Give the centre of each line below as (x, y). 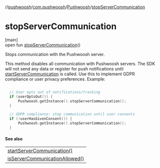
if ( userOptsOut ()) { (31, 97)
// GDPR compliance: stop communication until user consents (72, 114)
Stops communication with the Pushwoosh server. (55, 54)
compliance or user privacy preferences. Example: (55, 79)
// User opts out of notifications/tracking (55, 92)
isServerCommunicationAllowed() (46, 159)
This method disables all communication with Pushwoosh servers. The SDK (80, 63)
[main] (11, 40)
